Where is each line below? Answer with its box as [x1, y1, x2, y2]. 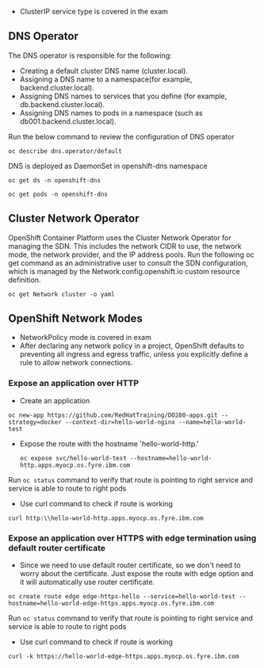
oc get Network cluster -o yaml [8, 290, 115, 298]
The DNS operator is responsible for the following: [8, 51, 172, 60]
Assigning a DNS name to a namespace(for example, [19, 74, 193, 84]
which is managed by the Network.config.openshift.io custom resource [8, 266, 240, 276]
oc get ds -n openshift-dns [8, 176, 101, 185]
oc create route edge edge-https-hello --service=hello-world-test [8, 593, 236, 601]
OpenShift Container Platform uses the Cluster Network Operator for [8, 233, 231, 242]
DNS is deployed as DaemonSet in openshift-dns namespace [8, 161, 208, 170]
